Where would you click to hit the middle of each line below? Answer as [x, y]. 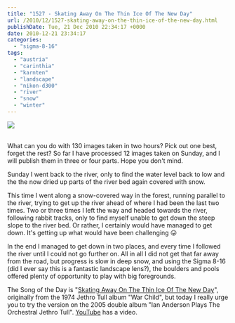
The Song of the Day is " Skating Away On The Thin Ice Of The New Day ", [113, 289]
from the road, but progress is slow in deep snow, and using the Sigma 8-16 [116, 261]
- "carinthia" [34, 66]
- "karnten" [31, 72]
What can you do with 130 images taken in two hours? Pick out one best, [112, 145]
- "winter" [29, 105]
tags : [15, 53]
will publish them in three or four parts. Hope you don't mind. [95, 160]
